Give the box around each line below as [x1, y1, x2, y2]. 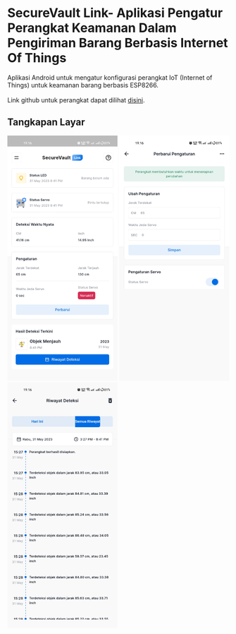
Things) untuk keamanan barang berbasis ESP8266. [7, 80, 159, 89]
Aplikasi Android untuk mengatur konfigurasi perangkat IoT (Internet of [7, 73, 213, 82]
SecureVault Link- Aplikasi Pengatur [7, 5, 223, 21]
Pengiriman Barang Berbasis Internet [7, 35, 228, 51]
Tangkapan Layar [7, 116, 85, 128]
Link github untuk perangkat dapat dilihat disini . [7, 95, 146, 104]
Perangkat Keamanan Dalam [7, 20, 178, 36]
